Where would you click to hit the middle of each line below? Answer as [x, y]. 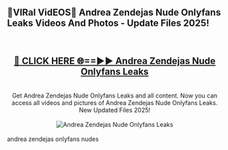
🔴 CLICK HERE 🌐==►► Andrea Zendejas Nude [115, 61]
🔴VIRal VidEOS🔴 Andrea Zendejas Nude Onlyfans [114, 13]
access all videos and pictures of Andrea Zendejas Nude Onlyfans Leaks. [115, 102]
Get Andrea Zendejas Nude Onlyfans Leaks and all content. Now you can [115, 95]
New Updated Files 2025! [115, 110]
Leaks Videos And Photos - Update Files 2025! [108, 24]
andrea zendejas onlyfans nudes [53, 139]
